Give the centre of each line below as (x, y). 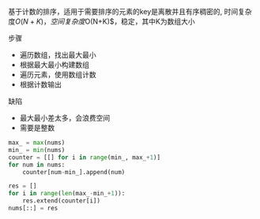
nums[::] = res (33, 208)
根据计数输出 (40, 84)
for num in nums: (37, 165)
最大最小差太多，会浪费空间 (65, 118)
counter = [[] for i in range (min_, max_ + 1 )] (84, 157)
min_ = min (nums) (37, 150)
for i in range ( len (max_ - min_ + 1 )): (67, 194)
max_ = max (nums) (37, 143)
